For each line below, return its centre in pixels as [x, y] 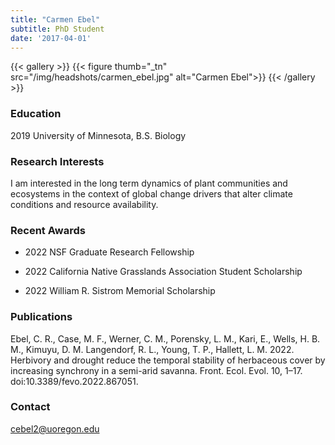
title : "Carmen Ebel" [55, 19]
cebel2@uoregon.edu [55, 428]
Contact [30, 407]
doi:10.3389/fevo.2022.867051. [74, 381]
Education [36, 114]
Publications [41, 317]
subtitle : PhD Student [57, 29]
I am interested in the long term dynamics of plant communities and [149, 183]
